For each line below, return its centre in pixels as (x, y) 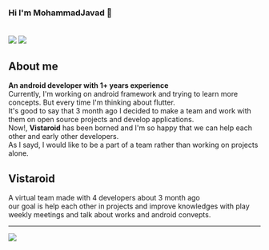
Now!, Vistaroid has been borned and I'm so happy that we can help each (130, 128)
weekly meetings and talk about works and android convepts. (110, 214)
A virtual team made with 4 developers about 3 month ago (104, 197)
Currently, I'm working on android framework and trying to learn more (123, 94)
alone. (19, 153)
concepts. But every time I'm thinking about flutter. (92, 102)
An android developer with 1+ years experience (88, 85)
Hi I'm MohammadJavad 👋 (60, 13)
